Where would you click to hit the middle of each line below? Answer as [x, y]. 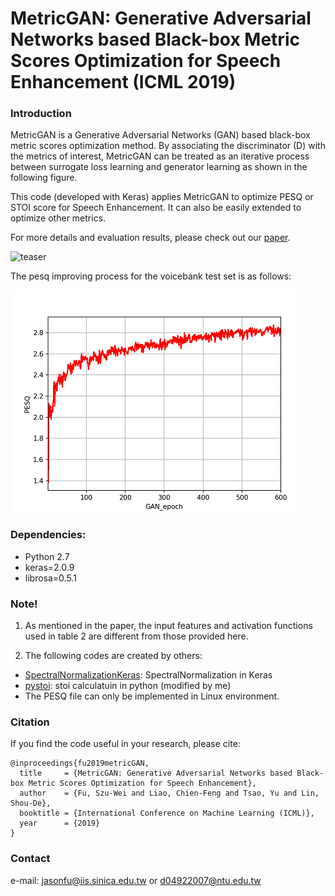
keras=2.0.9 [49, 567]
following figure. [44, 178]
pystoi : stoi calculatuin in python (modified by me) [128, 686]
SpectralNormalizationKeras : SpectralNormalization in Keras [148, 675]
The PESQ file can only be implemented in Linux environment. [152, 696]
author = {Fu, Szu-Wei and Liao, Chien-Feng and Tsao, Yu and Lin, [169, 793]
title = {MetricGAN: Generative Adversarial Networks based [156, 773]
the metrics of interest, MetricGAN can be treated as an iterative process [160, 156]
